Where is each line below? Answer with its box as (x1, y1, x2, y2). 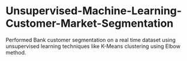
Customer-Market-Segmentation (5, 17, 174, 30)
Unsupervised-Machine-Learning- (5, 4, 182, 18)
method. (5, 49, 26, 56)
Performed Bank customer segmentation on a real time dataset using (5, 36, 176, 43)
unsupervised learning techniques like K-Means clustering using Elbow (5, 43, 181, 50)
